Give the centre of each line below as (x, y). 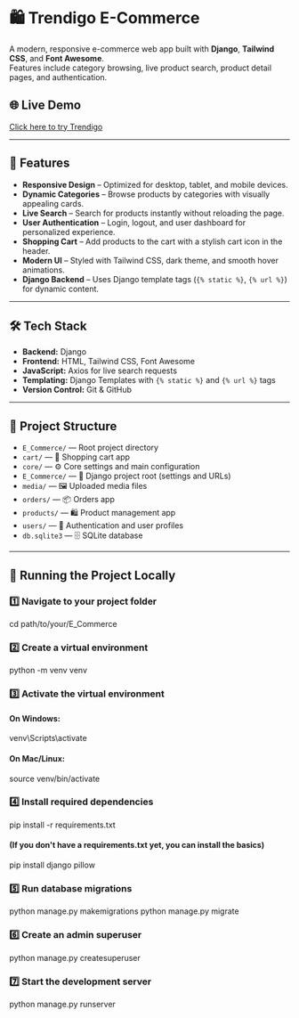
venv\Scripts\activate (48, 738)
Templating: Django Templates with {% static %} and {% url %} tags (149, 380)
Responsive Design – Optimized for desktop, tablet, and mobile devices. (155, 184)
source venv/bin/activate (55, 778)
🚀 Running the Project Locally (93, 575)
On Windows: (35, 718)
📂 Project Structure (63, 426)
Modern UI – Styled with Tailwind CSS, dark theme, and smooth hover (150, 260)
